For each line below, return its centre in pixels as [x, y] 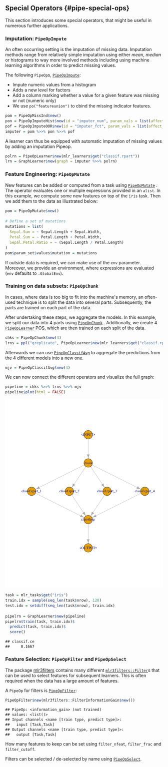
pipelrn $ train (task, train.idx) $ [40, 622]
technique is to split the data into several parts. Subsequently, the [84, 302]
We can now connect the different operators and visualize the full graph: [80, 377]
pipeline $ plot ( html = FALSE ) [35, 392]
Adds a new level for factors [41, 90]
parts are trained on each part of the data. [48, 307]
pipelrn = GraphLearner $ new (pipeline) [45, 616]
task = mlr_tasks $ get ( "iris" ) [37, 595]
